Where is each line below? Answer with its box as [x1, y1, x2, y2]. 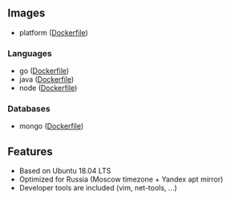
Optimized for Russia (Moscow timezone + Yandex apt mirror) [18, 174, 224, 184]
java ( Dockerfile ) [18, 75, 75, 84]
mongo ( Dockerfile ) [18, 121, 84, 131]
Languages [7, 47, 53, 59]
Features [7, 145, 53, 158]
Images [7, 6, 46, 20]
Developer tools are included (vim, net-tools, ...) [18, 183, 177, 193]
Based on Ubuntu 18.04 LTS [18, 166, 111, 176]
